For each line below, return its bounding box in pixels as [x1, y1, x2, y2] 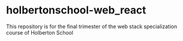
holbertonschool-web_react [6, 4, 147, 17]
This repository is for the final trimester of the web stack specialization [6, 23, 178, 30]
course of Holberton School [6, 29, 74, 36]
